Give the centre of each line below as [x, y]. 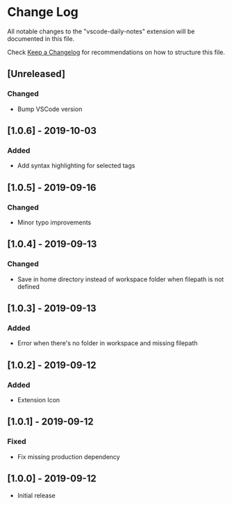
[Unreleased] [36, 74]
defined [28, 286]
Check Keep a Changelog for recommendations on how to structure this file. [116, 52]
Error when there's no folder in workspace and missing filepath [107, 343]
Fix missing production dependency [68, 456]
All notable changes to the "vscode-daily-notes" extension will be [101, 31]
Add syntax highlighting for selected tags [76, 166]
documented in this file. [41, 38]
